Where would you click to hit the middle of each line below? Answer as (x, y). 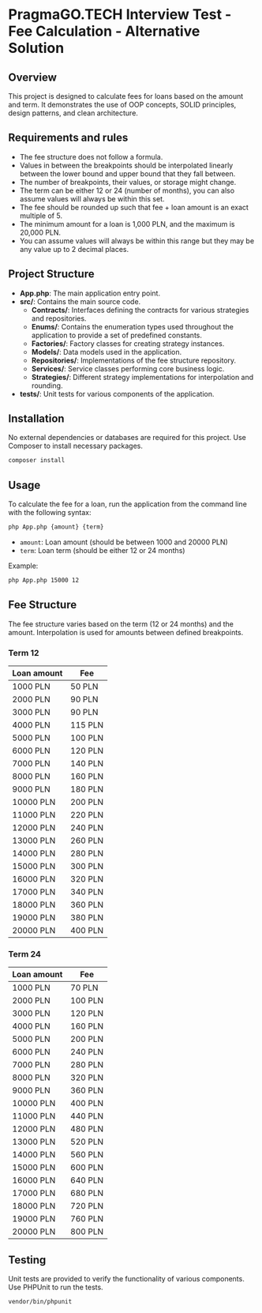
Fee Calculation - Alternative (104, 31)
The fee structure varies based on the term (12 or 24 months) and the (121, 624)
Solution (36, 48)
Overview (33, 77)
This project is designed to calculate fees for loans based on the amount (126, 96)
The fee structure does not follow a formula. (91, 156)
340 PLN (87, 892)
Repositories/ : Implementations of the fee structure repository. (134, 360)
